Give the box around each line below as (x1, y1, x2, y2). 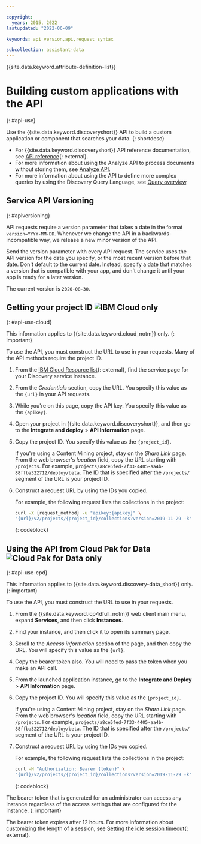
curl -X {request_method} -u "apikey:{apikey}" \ (14, 510, 142, 516)
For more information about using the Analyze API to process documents (14, 160, 194, 167)
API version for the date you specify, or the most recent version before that (6, 254, 191, 261)
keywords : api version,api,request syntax (6, 36, 114, 42)
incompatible (6, 236, 38, 243)
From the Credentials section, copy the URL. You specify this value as (14, 384, 187, 391)
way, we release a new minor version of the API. (39, 236, 158, 243)
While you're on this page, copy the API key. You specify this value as (14, 402, 187, 409)
